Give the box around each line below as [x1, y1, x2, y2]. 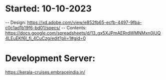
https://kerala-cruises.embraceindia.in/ [5, 69, 86, 75]
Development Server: [5, 53, 96, 64]
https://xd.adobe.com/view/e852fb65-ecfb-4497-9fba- [27, 19, 142, 25]
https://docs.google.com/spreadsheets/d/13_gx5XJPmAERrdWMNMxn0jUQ [5, 30, 161, 36]
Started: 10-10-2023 [5, 3, 92, 14]
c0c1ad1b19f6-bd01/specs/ [5, 24, 61, 30]
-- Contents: [61, 24, 87, 30]
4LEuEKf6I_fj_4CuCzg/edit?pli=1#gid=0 [5, 35, 86, 41]
